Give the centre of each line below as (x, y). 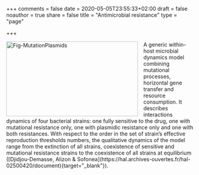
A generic (155, 45)
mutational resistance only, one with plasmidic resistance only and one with (100, 127)
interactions (158, 114)
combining (157, 64)
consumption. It (163, 102)
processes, (157, 76)
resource (155, 96)
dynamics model (164, 57)
